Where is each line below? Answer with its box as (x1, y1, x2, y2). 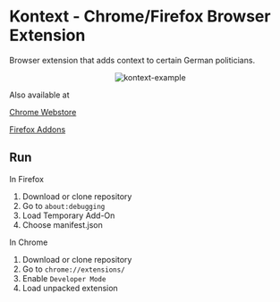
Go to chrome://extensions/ (21, 264, 125, 274)
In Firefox (9, 173, 45, 184)
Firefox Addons (9, 123, 66, 135)
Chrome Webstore (9, 106, 77, 117)
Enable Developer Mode (21, 273, 106, 283)
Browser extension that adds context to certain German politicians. (9, 55, 256, 65)
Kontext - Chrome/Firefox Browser (9, 6, 271, 27)
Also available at (9, 89, 70, 100)
